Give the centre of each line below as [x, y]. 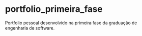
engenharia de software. [30, 28]
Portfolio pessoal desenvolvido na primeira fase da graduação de [71, 23]
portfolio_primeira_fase [54, 9]
